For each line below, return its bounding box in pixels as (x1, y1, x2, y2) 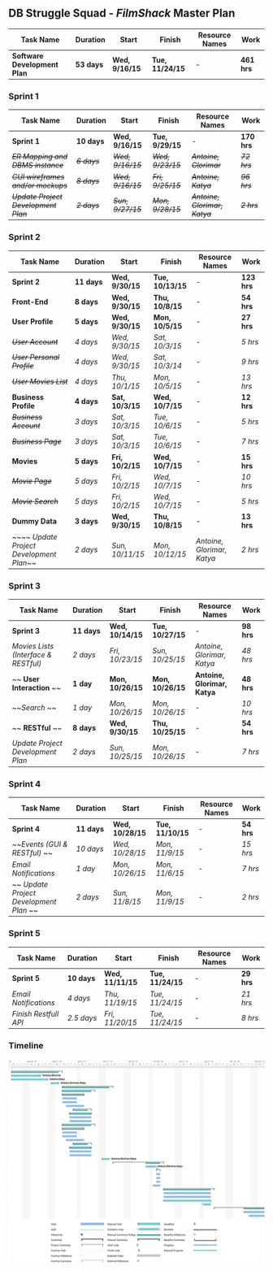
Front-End (11, 297, 49, 307)
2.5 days (67, 1013, 97, 1023)
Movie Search (11, 496, 58, 506)
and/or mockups (11, 180, 67, 190)
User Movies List (11, 377, 68, 387)
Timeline (8, 1040, 44, 1052)
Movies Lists (11, 641, 54, 651)
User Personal (11, 353, 60, 362)
